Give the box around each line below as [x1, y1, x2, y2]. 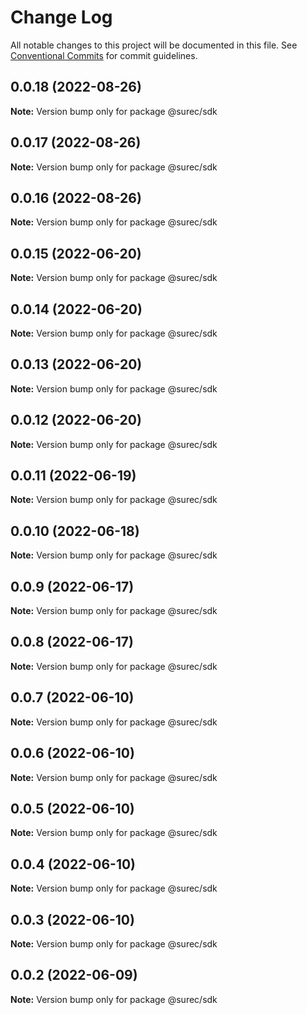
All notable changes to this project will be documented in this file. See [10, 39, 298, 51]
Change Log [10, 6, 113, 29]
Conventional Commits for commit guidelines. [10, 49, 198, 61]
